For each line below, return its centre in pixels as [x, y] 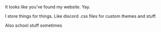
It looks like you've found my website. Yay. [48, 7]
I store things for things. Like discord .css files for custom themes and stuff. [81, 16]
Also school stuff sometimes [34, 25]
